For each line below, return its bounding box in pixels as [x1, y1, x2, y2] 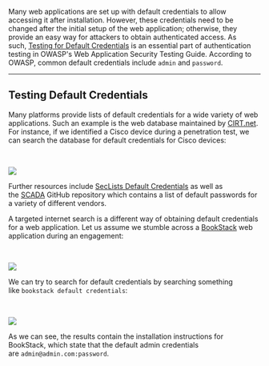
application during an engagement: [8, 231, 124, 240]
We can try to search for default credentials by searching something [8, 276, 234, 287]
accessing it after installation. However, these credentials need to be [8, 15, 234, 25]
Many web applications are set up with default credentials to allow [8, 7, 227, 16]
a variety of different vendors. [8, 198, 106, 207]
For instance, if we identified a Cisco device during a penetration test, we [8, 127, 250, 136]
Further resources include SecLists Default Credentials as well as [8, 181, 223, 191]
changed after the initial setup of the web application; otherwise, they [8, 24, 238, 33]
